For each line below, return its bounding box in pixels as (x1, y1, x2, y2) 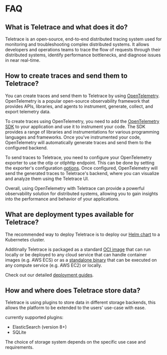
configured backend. (5, 145, 48, 151)
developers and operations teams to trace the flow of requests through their (5, 47, 161, 52)
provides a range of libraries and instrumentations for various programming (5, 129, 160, 135)
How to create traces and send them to (5, 72, 128, 80)
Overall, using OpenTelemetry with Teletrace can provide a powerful (5, 185, 145, 191)
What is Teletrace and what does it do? (5, 23, 128, 31)
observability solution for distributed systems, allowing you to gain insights (5, 190, 158, 196)
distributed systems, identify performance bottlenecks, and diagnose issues (5, 52, 161, 58)
